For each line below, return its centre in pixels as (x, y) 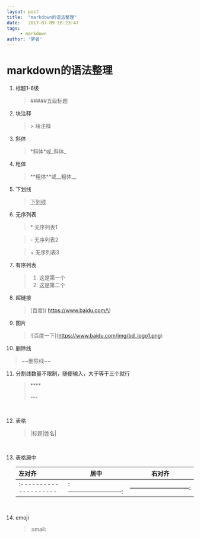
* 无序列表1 (44, 227)
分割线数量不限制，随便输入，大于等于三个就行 (72, 373)
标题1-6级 (27, 88)
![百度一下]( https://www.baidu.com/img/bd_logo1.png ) (96, 335)
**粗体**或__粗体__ (53, 177)
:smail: (38, 529)
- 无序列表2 (44, 240)
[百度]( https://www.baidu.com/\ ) (71, 310)
